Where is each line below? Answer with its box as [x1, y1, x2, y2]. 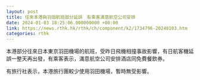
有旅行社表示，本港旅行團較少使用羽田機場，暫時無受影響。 [6, 68, 152, 75]
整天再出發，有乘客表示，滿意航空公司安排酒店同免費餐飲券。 [16, 55, 168, 62]
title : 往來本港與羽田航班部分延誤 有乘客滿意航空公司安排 [6, 14, 136, 20]
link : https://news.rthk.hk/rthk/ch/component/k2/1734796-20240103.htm [6, 25, 187, 31]
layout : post [6, 8, 39, 15]
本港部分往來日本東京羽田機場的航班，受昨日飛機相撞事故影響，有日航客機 [6, 48, 189, 55]
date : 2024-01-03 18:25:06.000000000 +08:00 [6, 20, 118, 25]
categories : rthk [6, 31, 49, 37]
